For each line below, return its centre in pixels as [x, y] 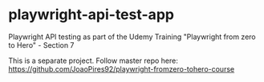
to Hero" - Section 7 [41, 45]
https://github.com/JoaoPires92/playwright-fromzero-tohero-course [122, 68]
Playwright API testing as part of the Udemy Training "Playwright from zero [132, 37]
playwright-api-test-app [91, 15]
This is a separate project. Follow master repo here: [93, 61]
